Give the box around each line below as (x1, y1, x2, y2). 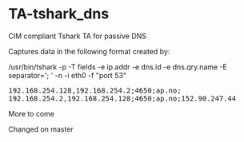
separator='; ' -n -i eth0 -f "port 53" (8, 70, 126, 80)
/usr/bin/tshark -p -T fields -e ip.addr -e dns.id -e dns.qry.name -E (8, 61, 228, 72)
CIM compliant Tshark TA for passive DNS (8, 31, 146, 41)
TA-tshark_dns (8, 5, 110, 23)
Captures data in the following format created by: (8, 46, 170, 56)
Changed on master (8, 124, 74, 134)
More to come (8, 108, 54, 118)
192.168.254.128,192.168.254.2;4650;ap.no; (8, 85, 182, 95)
